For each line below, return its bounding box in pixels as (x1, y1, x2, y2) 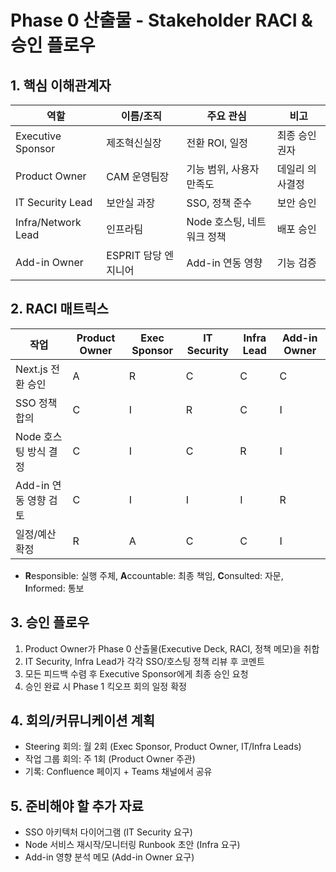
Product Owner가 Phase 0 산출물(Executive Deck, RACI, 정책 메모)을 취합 (24, 642, 320, 655)
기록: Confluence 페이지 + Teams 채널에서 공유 (24, 766, 213, 778)
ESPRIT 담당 (106, 249, 163, 262)
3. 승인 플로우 (10, 614, 90, 631)
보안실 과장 (106, 196, 156, 210)
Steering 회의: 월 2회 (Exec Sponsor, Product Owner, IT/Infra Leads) (24, 741, 302, 753)
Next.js (15, 362, 48, 376)
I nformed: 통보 (24, 582, 85, 594)
